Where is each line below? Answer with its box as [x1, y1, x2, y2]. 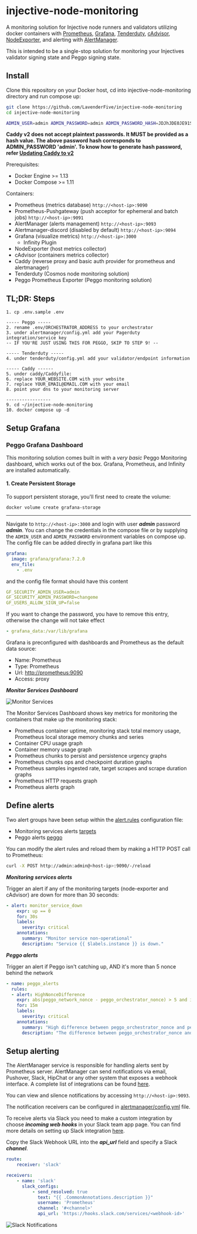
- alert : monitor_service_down [6, 903, 83, 908]
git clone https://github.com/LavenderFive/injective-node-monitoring [6, 104, 182, 110]
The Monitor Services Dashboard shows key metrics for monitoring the [6, 709, 178, 716]
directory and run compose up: [6, 92, 81, 99]
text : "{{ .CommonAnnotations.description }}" [37, 1194, 154, 1200]
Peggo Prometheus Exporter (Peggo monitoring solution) [14, 277, 152, 284]
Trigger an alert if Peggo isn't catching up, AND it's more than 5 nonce [6, 963, 176, 970]
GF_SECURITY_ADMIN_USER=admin [6, 589, 80, 595]
